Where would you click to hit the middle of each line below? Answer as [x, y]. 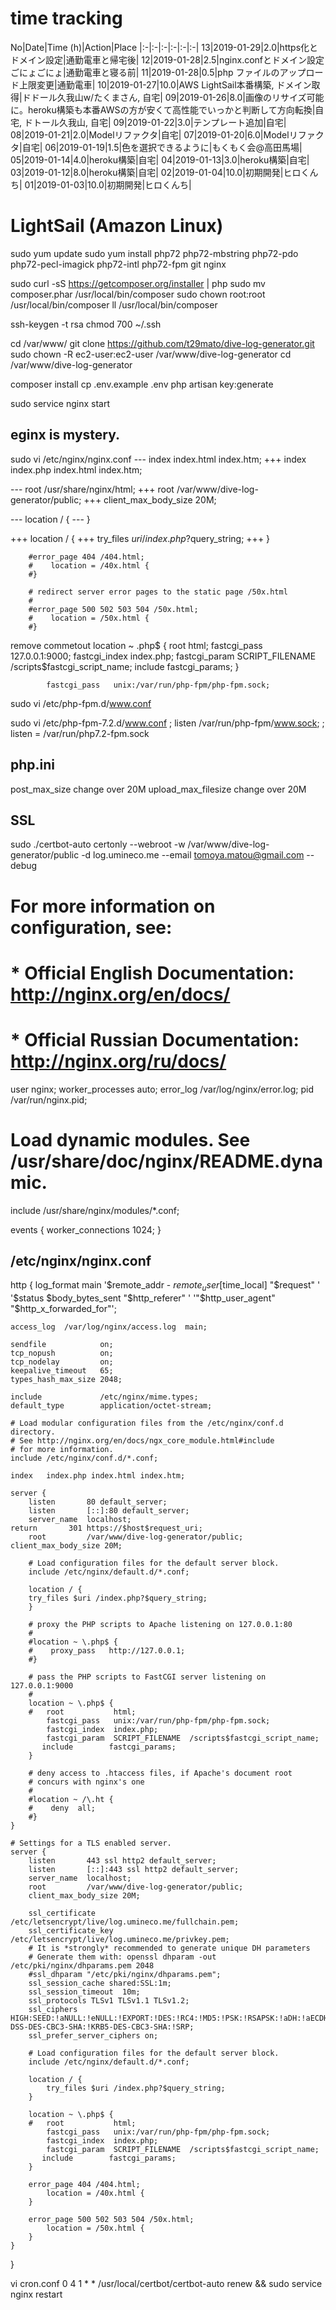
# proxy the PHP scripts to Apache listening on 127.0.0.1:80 [160, 1625]
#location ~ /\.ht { [71, 1800]
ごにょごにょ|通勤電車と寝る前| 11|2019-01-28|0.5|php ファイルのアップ [158, 72]
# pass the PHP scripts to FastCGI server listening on [147, 1677]
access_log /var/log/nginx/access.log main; [109, 1327]
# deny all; [62, 1808]
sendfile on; [62, 1345]
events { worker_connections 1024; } [86, 1229]
